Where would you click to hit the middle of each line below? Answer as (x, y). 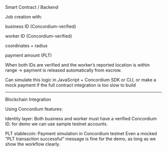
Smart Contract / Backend (32, 7)
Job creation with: (24, 17)
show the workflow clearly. (33, 144)
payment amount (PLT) (29, 55)
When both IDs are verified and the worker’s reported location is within (78, 65)
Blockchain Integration (28, 99)
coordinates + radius (26, 46)
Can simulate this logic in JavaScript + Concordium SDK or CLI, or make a (81, 80)
